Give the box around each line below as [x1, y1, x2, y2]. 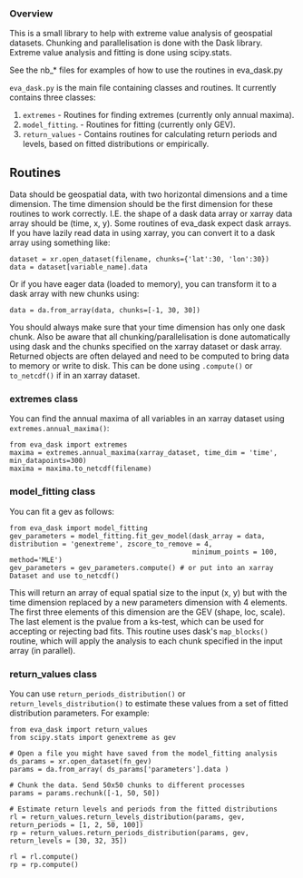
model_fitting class [9, 485, 96, 498]
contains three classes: [9, 92, 96, 103]
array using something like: [9, 237, 111, 248]
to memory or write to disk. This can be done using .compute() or [9, 360, 253, 371]
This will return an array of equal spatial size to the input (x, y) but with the [9, 587, 288, 597]
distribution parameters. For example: [9, 707, 150, 718]
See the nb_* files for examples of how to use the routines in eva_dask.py [9, 64, 283, 75]
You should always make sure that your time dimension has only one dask [9, 321, 286, 333]
